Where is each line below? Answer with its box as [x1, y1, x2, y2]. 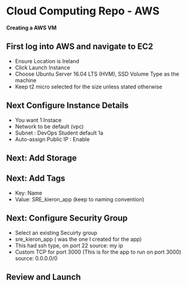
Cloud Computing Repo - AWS [6, 4, 160, 18]
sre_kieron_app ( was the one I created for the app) [14, 236, 143, 243]
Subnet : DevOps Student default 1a [14, 129, 103, 136]
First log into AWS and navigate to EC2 [6, 41, 153, 52]
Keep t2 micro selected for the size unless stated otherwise [14, 83, 162, 90]
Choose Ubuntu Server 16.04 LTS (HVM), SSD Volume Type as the [14, 70, 179, 78]
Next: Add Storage [6, 153, 77, 163]
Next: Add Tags [6, 173, 66, 184]
